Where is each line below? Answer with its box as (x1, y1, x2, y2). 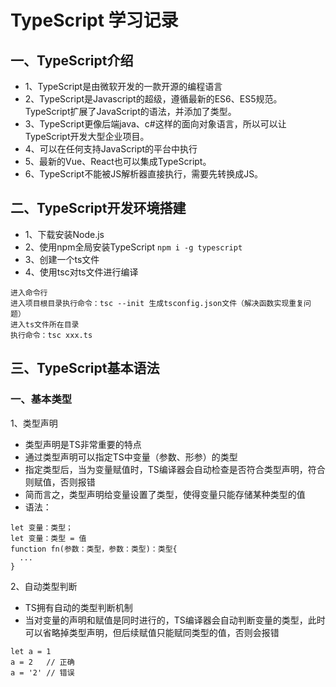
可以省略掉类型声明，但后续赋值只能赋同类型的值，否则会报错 (24, 626, 280, 638)
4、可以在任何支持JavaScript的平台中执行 (24, 143, 198, 155)
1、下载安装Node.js (24, 228, 105, 240)
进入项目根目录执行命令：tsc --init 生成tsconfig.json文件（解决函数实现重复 (10, 298, 305, 308)
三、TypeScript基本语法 (10, 360, 160, 377)
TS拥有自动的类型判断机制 (24, 601, 133, 613)
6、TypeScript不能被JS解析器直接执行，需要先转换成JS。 (24, 168, 264, 180)
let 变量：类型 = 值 (10, 533, 87, 543)
